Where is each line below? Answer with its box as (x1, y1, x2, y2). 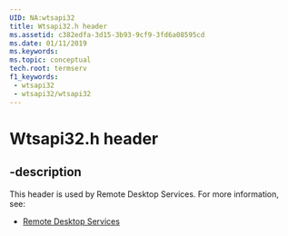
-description (9, 164, 82, 180)
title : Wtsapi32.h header (9, 22, 107, 31)
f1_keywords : (9, 73, 59, 82)
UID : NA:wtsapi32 (9, 13, 75, 23)
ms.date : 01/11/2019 (9, 38, 88, 48)
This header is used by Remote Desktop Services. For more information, (9, 188, 280, 200)
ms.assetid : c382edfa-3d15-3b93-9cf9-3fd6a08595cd (9, 30, 205, 39)
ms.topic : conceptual (9, 55, 92, 64)
